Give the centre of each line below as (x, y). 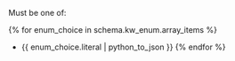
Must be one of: (37, 13)
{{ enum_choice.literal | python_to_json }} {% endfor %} (123, 47)
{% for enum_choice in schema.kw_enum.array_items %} (113, 30)
